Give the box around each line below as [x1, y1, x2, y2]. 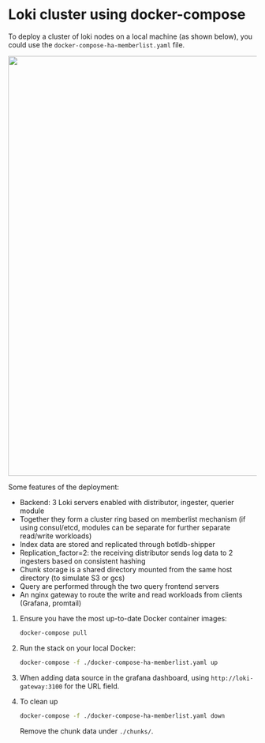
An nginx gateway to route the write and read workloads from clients [19, 590, 243, 599]
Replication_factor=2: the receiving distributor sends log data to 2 [19, 548, 233, 557]
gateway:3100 [19, 682, 63, 691]
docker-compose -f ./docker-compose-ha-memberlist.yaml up [19, 658, 218, 666]
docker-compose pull [19, 628, 88, 637]
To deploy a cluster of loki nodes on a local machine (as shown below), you [8, 32, 253, 41]
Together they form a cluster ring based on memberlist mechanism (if [19, 514, 246, 523]
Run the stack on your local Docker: [19, 643, 136, 653]
